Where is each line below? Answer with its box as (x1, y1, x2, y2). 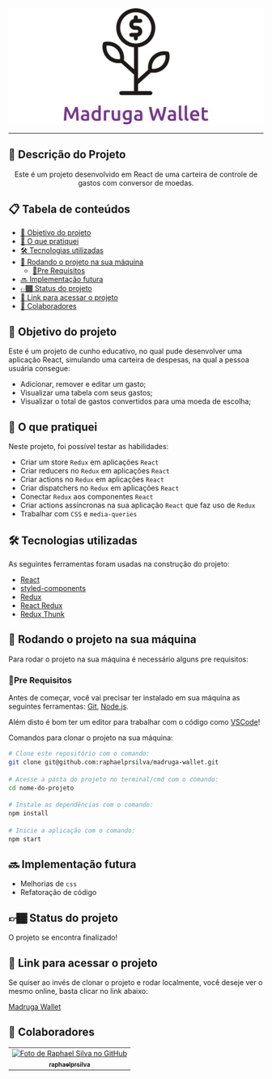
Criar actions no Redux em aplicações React (19, 474, 164, 485)
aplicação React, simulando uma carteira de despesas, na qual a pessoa (8, 355, 249, 365)
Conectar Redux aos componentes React (19, 492, 154, 502)
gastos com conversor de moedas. (78, 178, 194, 187)
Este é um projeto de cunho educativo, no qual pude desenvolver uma (8, 346, 243, 356)
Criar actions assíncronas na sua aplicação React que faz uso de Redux (19, 500, 256, 510)
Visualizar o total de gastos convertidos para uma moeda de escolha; (19, 396, 252, 406)
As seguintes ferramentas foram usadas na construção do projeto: (8, 559, 230, 568)
